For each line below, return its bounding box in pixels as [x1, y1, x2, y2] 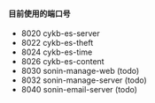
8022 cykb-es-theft [20, 38, 94, 48]
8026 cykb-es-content [20, 56, 105, 67]
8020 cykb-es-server [20, 28, 101, 39]
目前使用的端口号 [8, 8, 71, 18]
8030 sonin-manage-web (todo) [20, 66, 140, 77]
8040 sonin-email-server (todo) [20, 85, 138, 95]
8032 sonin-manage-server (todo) [20, 75, 147, 85]
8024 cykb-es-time [20, 47, 93, 57]
